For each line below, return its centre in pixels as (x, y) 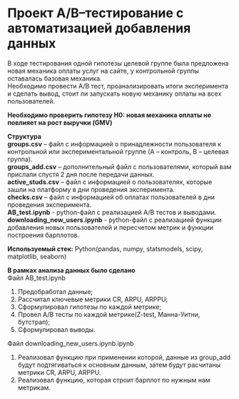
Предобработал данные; (55, 291)
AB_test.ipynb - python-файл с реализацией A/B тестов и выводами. (112, 212)
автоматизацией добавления (99, 28)
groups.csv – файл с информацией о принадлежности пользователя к (115, 143)
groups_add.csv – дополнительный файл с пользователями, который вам (119, 166)
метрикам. (34, 388)
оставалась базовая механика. (55, 78)
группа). (20, 159)
